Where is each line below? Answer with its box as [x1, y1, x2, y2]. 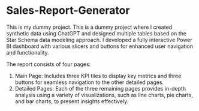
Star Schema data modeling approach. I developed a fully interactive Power [6, 36, 193, 43]
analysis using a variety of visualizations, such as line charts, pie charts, [14, 91, 194, 98]
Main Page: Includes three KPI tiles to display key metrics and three [14, 72, 182, 79]
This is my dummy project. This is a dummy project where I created [6, 23, 173, 31]
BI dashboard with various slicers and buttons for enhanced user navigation [6, 43, 194, 50]
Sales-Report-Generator [6, 4, 130, 17]
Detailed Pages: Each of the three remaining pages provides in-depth [14, 85, 186, 92]
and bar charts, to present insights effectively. [14, 97, 129, 105]
